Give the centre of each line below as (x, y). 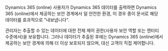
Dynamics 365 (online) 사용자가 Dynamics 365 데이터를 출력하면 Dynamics (81, 7)
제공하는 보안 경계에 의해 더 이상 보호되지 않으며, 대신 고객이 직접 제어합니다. (80, 43)
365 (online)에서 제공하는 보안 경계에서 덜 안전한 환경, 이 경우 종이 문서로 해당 (82, 13)
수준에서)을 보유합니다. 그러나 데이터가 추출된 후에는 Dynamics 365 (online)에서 (84, 37)
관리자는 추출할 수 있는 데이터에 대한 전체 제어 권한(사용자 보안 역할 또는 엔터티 (82, 30)
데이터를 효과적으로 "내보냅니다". (37, 20)
